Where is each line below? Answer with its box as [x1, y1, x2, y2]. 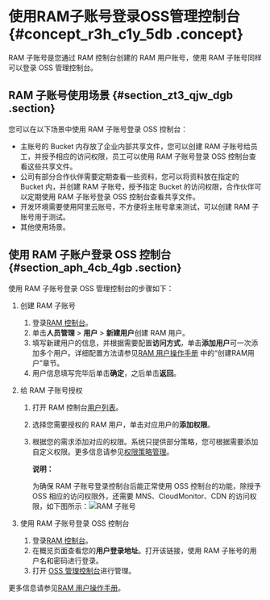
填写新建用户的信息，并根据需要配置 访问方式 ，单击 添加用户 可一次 [31, 338, 251, 348]
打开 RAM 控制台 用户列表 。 [31, 402, 123, 412]
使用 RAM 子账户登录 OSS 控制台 [8, 248, 172, 262]
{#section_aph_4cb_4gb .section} [8, 261, 182, 275]
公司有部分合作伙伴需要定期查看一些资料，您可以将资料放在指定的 [19, 171, 239, 181]
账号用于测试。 [19, 211, 70, 222]
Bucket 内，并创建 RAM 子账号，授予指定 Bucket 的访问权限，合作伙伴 [19, 181, 255, 191]
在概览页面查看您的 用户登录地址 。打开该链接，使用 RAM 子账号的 [31, 545, 250, 555]
